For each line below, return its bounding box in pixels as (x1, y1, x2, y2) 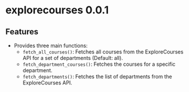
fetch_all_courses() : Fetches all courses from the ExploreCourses (22, 48, 184, 55)
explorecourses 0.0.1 (5, 3, 109, 17)
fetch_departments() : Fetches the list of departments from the (22, 73, 173, 80)
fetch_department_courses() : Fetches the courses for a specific (22, 61, 176, 68)
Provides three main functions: (13, 42, 88, 49)
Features (5, 27, 38, 37)
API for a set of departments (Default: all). (22, 55, 123, 61)
